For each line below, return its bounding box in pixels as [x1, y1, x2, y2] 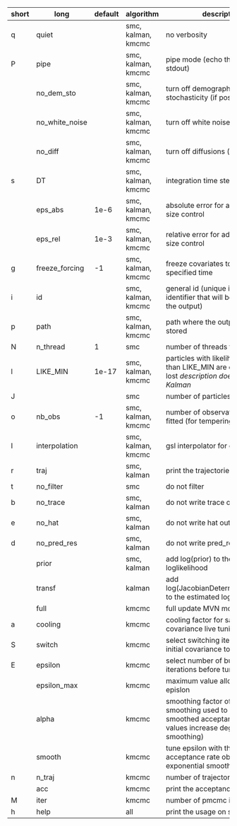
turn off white [165, 117, 211, 127]
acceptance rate [165, 752, 220, 762]
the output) [165, 301, 203, 310]
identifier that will [165, 293, 224, 302]
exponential [165, 761, 205, 770]
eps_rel [36, 234, 61, 243]
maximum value [165, 676, 219, 685]
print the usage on [165, 807, 226, 816]
